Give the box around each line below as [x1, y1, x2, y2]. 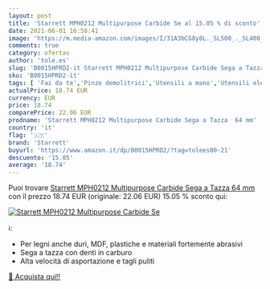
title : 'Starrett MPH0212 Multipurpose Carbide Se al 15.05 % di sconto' [8, 19, 261, 27]
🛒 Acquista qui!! [8, 272, 61, 282]
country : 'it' [8, 124, 56, 132]
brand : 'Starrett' [8, 138, 70, 147]
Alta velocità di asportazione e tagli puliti [19, 256, 155, 266]
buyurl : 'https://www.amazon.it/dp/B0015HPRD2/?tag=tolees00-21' [8, 146, 231, 154]
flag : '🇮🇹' [8, 131, 48, 139]
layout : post [8, 11, 52, 20]
